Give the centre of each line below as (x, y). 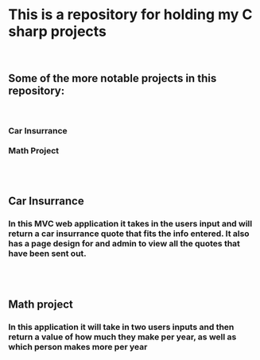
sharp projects (58, 31)
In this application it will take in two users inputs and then (121, 327)
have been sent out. (48, 254)
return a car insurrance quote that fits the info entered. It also (129, 234)
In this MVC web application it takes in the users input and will (130, 224)
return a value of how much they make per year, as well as (122, 337)
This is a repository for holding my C (130, 15)
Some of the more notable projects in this (113, 78)
